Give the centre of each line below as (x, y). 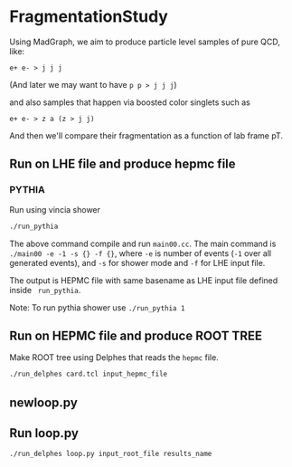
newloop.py (44, 402)
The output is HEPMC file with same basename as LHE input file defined (144, 280)
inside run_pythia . (45, 290)
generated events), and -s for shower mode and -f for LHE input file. (137, 262)
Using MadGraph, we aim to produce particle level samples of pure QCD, (145, 42)
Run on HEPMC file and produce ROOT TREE (136, 335)
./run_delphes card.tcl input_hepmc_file (89, 374)
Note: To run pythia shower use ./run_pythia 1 (97, 307)
